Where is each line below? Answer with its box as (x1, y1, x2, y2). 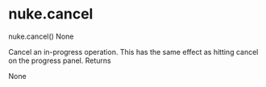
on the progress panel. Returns (8, 56, 111, 65)
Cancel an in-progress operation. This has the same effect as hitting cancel (8, 47, 259, 56)
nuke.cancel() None (8, 31, 74, 41)
